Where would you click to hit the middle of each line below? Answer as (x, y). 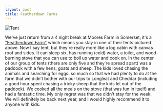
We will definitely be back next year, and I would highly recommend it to (77, 99)
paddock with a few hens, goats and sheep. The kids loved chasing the (77, 68)
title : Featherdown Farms (31, 14)
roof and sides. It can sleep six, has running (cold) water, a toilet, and (74, 53)
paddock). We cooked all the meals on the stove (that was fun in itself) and (80, 89)
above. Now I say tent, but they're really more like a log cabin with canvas (79, 48)
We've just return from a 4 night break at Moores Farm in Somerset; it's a (79, 37)
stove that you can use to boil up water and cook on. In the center (88, 58)
